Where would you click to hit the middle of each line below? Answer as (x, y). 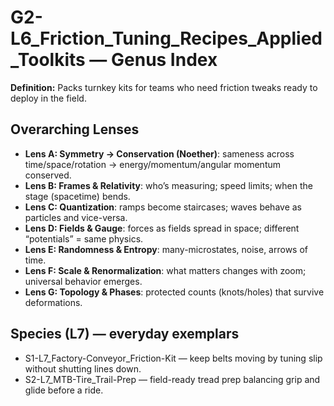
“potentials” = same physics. (84, 238)
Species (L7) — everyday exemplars (125, 334)
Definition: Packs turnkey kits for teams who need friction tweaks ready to (164, 87)
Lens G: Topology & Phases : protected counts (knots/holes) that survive (174, 292)
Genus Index (164, 60)
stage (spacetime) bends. (77, 196)
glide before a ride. (64, 390)
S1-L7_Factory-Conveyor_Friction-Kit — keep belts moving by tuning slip (173, 358)
